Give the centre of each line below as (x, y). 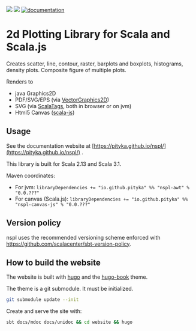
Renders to (20, 82)
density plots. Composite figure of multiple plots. (67, 70)
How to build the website (53, 262)
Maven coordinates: (31, 175)
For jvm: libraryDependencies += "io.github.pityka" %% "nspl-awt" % (102, 187)
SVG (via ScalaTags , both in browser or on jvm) (73, 106)
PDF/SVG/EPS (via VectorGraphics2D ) (62, 100)
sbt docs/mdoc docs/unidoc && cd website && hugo (70, 322)
